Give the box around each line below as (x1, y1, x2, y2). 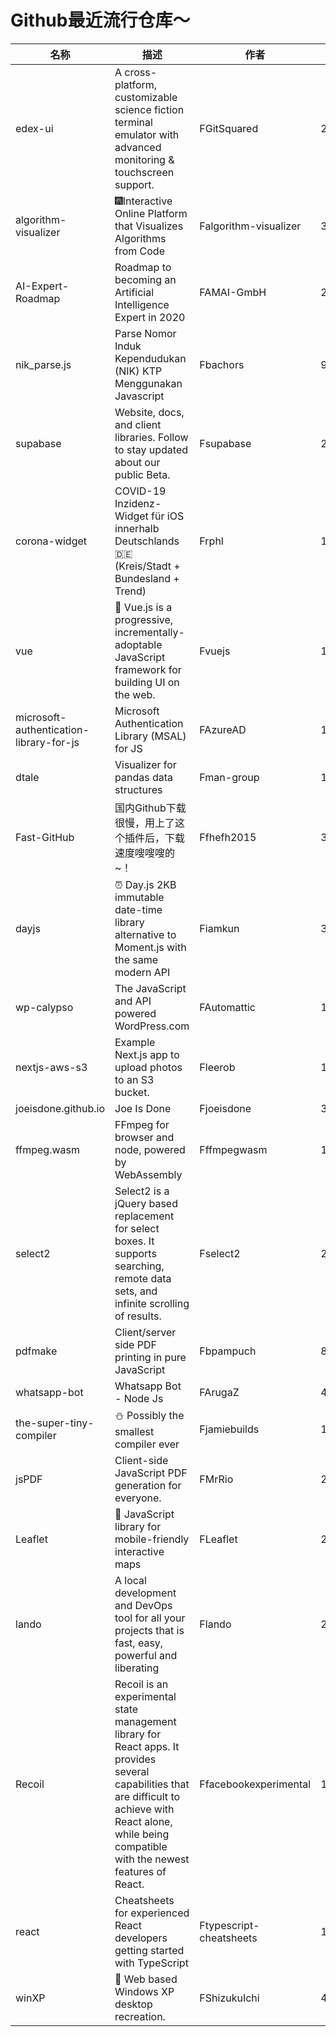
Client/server (114, 1325, 177, 1339)
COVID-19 (114, 484, 167, 498)
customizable (114, 90, 178, 104)
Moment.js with (114, 940, 187, 954)
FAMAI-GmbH (199, 285, 267, 299)
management (114, 1714, 177, 1728)
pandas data (114, 770, 173, 784)
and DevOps (114, 1598, 173, 1612)
